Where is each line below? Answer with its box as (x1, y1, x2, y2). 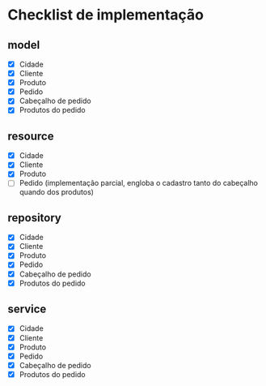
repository (7, 211, 62, 225)
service (7, 302, 47, 316)
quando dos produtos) (19, 187, 95, 197)
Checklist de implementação (7, 6, 204, 24)
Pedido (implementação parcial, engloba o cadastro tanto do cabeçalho (19, 178, 258, 188)
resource (7, 129, 54, 143)
